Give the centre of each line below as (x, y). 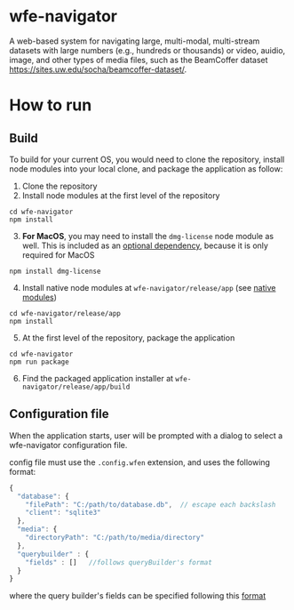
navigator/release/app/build (76, 387)
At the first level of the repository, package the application (128, 337)
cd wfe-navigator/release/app (65, 313)
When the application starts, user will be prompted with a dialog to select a (146, 435)
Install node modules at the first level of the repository (121, 195)
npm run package (39, 362)
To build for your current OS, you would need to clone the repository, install (147, 159)
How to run (51, 105)
